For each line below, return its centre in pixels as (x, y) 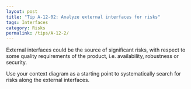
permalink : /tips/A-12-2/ (37, 33)
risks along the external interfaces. (48, 80)
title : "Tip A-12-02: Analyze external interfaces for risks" (83, 17)
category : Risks (26, 28)
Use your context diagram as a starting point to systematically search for (93, 74)
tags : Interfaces (27, 22)
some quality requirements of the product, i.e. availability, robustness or (93, 56)
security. (17, 63)
